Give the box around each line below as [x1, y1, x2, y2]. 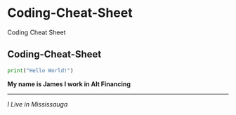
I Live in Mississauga [7, 100, 68, 108]
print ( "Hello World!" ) [7, 67, 74, 74]
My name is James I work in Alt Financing [7, 79, 131, 88]
